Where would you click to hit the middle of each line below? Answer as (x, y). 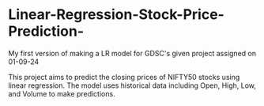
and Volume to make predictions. (62, 93)
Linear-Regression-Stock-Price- (117, 15)
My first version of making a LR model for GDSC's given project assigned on (132, 53)
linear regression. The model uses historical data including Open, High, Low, (132, 85)
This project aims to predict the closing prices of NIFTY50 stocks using (124, 77)
